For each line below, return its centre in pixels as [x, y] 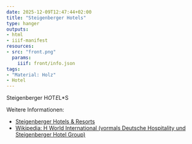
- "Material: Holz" [31, 75]
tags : [13, 69]
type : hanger [23, 23]
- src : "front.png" [31, 52]
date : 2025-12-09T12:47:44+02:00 [49, 12]
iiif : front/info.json [46, 63]
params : [22, 58]
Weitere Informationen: [35, 110]
